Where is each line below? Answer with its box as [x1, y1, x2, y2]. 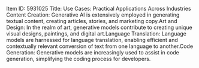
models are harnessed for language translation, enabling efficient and [6, 37, 179, 43]
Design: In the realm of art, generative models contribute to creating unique [6, 24, 193, 31]
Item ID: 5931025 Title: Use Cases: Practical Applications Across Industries [6, 5, 191, 12]
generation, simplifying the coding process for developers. [6, 56, 151, 62]
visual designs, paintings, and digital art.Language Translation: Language [6, 30, 187, 37]
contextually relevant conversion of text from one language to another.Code [6, 43, 194, 50]
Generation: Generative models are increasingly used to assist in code [6, 49, 180, 56]
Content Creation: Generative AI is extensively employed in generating [6, 11, 180, 18]
